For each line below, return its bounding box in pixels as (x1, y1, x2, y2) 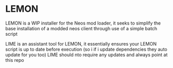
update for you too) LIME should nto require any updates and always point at (5, 52, 168, 58)
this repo (5, 57, 24, 63)
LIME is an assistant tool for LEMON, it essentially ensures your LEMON (5, 40, 157, 47)
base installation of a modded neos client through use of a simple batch (5, 25, 158, 31)
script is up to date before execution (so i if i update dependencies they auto (5, 46, 167, 52)
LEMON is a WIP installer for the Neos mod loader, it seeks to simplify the (5, 20, 161, 26)
